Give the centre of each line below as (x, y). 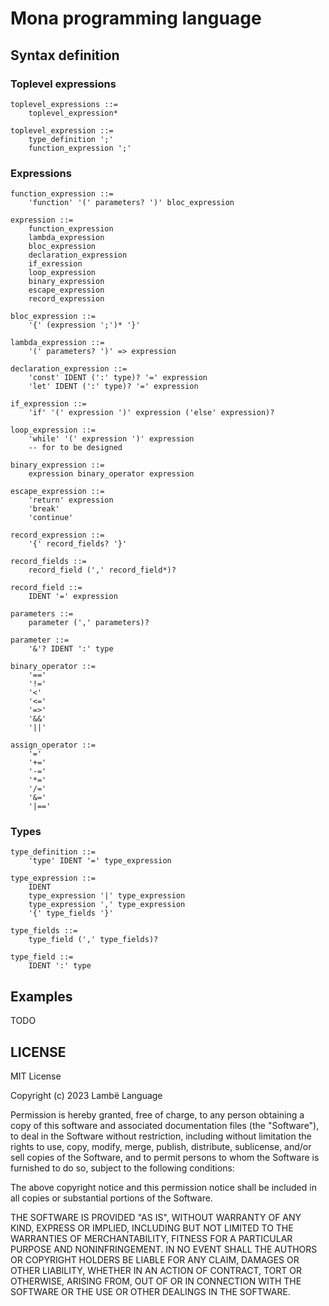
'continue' (51, 518)
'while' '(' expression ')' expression (111, 439)
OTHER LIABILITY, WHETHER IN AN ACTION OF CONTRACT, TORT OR (156, 1271)
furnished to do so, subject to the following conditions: (122, 1168)
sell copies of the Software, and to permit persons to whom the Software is (165, 1158)
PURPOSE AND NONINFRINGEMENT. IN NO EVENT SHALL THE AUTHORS (164, 1249)
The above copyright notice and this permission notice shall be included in (163, 1188)
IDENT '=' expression (73, 597)
